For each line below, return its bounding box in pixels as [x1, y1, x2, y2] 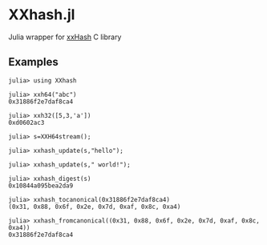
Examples [8, 55, 59, 69]
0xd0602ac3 [8, 118, 45, 127]
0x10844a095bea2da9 [8, 182, 74, 190]
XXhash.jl [8, 6, 75, 24]
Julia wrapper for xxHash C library [8, 32, 122, 42]
